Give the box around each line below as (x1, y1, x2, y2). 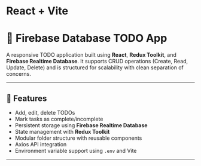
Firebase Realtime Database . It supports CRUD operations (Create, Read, (6, 58, 188, 65)
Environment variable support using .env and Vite (14, 147, 137, 154)
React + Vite (6, 4, 69, 18)
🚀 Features (6, 93, 47, 103)
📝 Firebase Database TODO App (6, 32, 167, 45)
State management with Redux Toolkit (14, 128, 110, 135)
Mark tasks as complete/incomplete (14, 115, 103, 122)
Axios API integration (14, 140, 67, 147)
